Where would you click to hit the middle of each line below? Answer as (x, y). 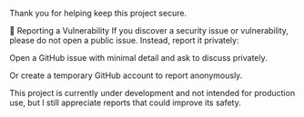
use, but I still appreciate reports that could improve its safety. (125, 102)
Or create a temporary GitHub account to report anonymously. (126, 75)
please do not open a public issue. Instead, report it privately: (124, 40)
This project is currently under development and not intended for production (152, 93)
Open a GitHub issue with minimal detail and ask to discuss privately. (138, 58)
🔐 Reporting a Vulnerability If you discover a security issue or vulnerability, (149, 30)
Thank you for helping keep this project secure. (98, 13)
